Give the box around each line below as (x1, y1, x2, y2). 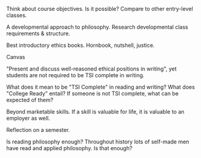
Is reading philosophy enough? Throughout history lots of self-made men (6, 138, 189, 145)
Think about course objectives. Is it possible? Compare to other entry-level (6, 5, 193, 12)
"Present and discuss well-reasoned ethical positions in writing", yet (6, 65, 177, 72)
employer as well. (6, 115, 50, 122)
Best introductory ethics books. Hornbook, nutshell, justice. (6, 42, 155, 49)
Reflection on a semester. (6, 126, 70, 133)
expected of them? (6, 97, 53, 103)
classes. (6, 12, 27, 19)
